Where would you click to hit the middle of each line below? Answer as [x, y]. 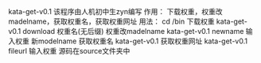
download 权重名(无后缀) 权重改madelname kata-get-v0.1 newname [133, 31]
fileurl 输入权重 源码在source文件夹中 [69, 51]
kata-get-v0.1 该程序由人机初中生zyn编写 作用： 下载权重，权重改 [115, 11]
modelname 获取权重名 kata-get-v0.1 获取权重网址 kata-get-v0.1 [143, 41]
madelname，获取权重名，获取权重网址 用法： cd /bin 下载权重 [111, 21]
